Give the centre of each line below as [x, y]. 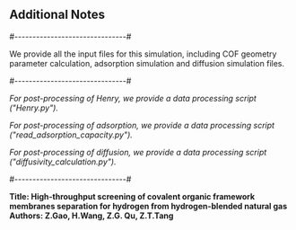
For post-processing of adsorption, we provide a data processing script [142, 125]
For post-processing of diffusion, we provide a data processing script [138, 152]
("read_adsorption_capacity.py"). [71, 135]
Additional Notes [57, 15]
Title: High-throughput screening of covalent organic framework [132, 196]
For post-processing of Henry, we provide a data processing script [133, 98]
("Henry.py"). [34, 108]
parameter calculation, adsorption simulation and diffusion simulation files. [147, 63]
